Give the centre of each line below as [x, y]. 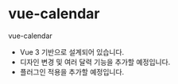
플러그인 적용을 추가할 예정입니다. [72, 71]
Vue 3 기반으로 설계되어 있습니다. [72, 52]
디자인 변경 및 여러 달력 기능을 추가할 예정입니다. [95, 62]
